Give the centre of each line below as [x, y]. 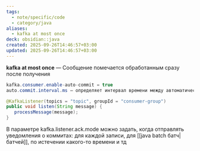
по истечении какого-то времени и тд [79, 142]
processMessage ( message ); [46, 112]
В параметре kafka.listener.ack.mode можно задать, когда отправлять [95, 129]
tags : [13, 12]
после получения [28, 74]
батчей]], [18, 142]
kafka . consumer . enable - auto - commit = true [60, 85]
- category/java [32, 23]
